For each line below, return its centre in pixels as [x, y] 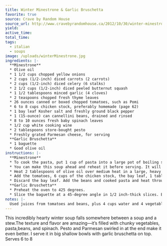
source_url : [17, 24]
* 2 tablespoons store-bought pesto [47, 130]
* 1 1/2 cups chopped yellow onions [47, 75]
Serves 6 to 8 [19, 239]
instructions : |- [23, 153]
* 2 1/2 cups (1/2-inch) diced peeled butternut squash [69, 88]
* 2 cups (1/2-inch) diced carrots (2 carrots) [60, 79]
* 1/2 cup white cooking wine [41, 125]
